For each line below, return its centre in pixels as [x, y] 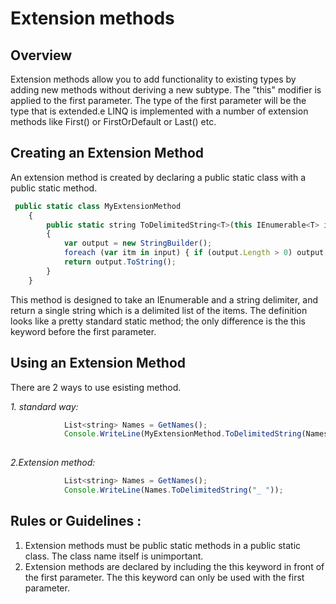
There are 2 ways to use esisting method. [96, 387]
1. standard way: [44, 406]
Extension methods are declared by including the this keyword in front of [174, 566]
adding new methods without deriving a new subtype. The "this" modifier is [166, 90]
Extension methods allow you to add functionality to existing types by [153, 79]
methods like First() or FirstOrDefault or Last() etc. [113, 121]
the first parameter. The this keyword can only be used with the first [164, 577]
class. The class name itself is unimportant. [114, 556]
